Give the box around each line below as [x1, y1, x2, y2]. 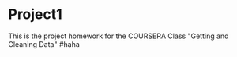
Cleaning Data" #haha [8, 39, 81, 48]
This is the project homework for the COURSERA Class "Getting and [8, 31, 229, 41]
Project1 [8, 5, 63, 23]
